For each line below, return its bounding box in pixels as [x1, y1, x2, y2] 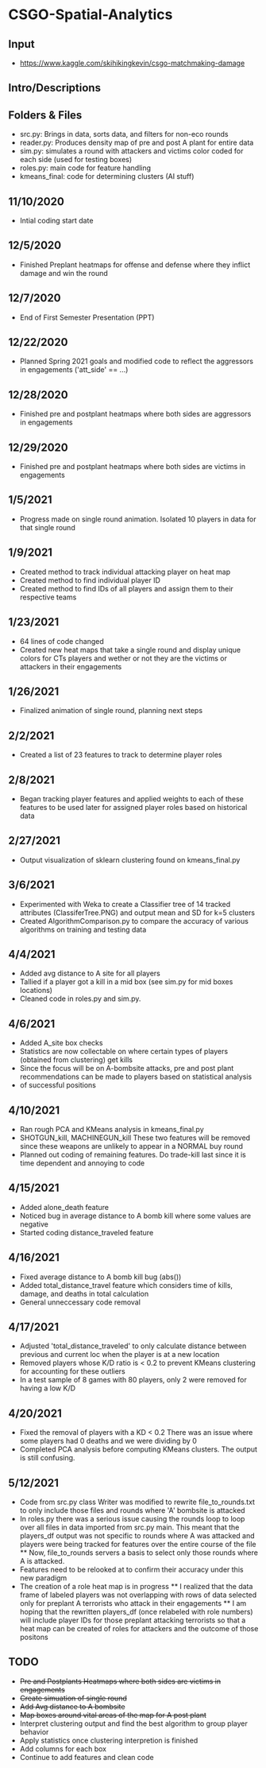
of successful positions [19, 1080, 97, 1090]
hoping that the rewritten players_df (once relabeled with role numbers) [19, 1607, 253, 1617]
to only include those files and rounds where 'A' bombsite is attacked [19, 1506, 245, 1515]
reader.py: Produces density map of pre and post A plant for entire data [19, 138, 254, 148]
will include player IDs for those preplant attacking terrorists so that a [19, 1615, 246, 1625]
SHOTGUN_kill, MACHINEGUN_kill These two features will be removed [19, 1133, 251, 1142]
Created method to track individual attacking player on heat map [19, 567, 231, 576]
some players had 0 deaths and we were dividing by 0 [19, 1436, 197, 1446]
